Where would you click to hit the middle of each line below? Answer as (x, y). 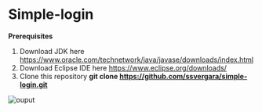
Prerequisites (31, 36)
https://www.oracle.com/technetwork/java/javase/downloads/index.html (136, 60)
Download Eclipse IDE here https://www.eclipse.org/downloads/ (123, 67)
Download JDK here (52, 51)
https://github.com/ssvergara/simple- (183, 76)
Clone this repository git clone (69, 76)
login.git (33, 85)
